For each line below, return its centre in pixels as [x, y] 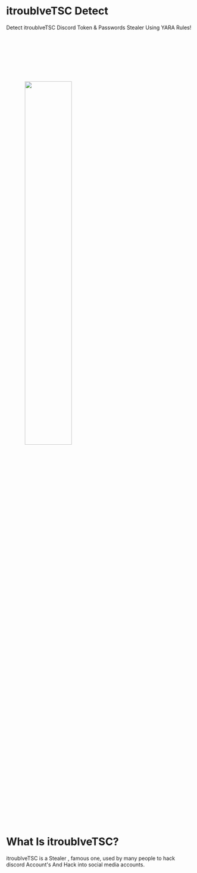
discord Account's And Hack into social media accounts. [75, 864]
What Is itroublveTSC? [62, 842]
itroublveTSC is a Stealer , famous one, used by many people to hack [91, 858]
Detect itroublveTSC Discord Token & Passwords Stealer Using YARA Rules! [99, 27]
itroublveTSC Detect [57, 11]
